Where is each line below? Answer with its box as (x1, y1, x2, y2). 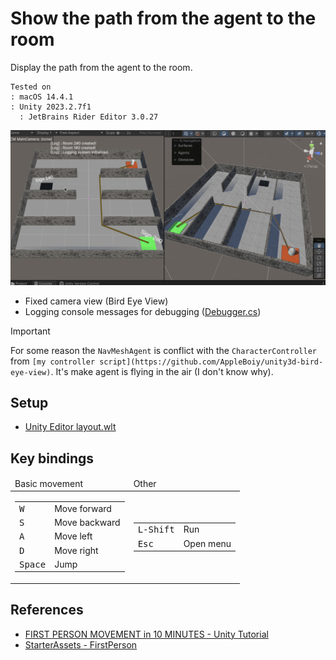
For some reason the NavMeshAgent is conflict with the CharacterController (10, 344, 317, 356)
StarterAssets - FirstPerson (24, 638, 138, 651)
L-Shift (137, 524, 175, 536)
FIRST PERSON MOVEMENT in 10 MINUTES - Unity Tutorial (24, 628, 269, 640)
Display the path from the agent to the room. (10, 61, 193, 73)
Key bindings (10, 450, 95, 467)
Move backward (54, 517, 121, 529)
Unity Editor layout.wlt (24, 421, 117, 433)
